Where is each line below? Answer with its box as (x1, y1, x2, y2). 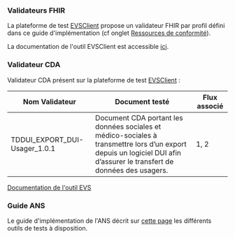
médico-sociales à (95, 130, 157, 140)
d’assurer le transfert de (95, 157, 174, 166)
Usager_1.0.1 (10, 143, 56, 153)
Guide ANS (7, 201, 45, 210)
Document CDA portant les (95, 113, 183, 122)
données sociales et (95, 122, 162, 131)
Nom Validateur (23, 96, 77, 106)
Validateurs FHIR (7, 6, 66, 15)
